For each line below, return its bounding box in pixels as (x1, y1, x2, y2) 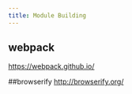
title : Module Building (8, 11, 87, 20)
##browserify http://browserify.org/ (8, 77, 124, 87)
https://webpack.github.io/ (8, 62, 95, 71)
